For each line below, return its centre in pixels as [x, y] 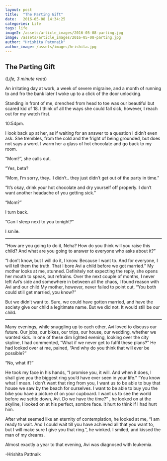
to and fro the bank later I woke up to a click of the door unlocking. [73, 94]
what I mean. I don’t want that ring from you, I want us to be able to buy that [83, 383]
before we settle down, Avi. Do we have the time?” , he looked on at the [78, 399]
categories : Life [23, 24]
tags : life [16, 28]
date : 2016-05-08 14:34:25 [35, 19]
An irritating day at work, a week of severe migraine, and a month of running [83, 89]
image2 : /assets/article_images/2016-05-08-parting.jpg [64, 33]
